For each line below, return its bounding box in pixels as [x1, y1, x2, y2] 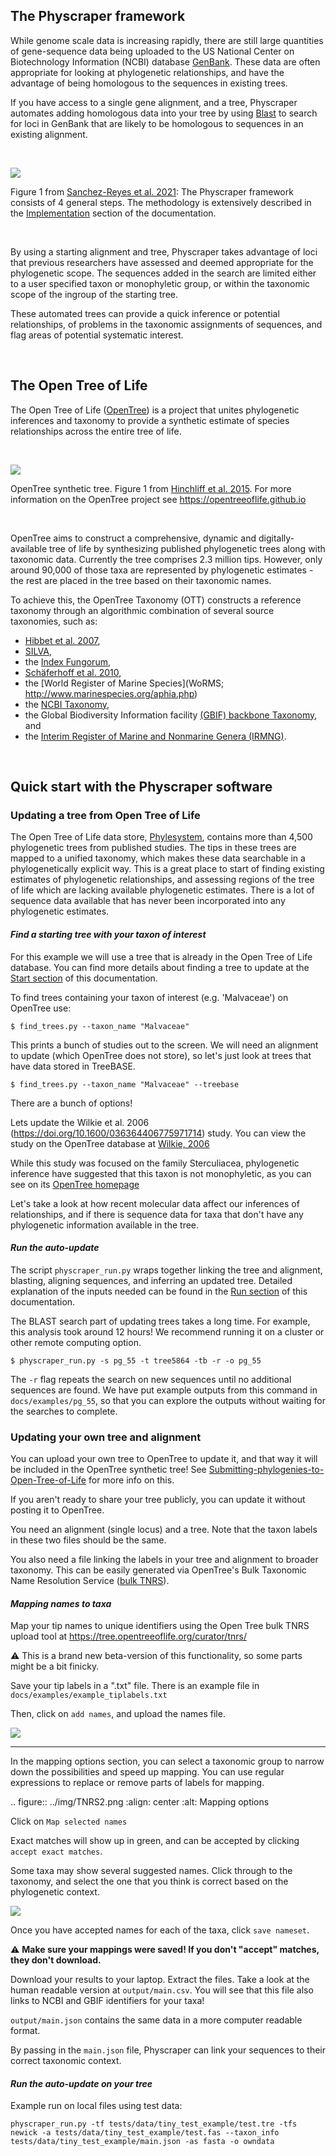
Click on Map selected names [10, 1815, 128, 1828]
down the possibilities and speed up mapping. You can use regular [10, 1766, 285, 1778]
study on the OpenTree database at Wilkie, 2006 [10, 1137, 210, 1149]
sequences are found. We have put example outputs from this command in [10, 1384, 318, 1396]
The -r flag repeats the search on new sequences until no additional [10, 1373, 292, 1385]
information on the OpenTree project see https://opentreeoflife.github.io [10, 493, 307, 505]
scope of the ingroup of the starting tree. [10, 288, 178, 300]
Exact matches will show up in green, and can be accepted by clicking [10, 1835, 300, 1847]
